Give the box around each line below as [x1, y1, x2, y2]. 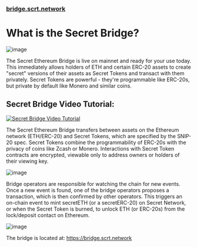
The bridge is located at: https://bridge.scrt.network [6, 234, 132, 241]
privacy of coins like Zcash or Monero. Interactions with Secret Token [6, 145, 175, 152]
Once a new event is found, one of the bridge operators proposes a [6, 186, 169, 193]
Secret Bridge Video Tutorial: [6, 99, 115, 109]
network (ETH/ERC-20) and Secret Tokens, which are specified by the [6, 132, 176, 139]
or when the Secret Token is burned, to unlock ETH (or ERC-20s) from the [6, 205, 185, 212]
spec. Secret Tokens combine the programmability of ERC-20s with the [14, 139, 186, 146]
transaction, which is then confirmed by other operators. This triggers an [6, 193, 182, 200]
